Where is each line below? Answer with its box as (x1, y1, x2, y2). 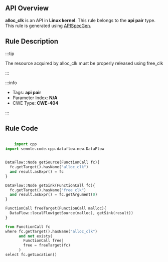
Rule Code (5, 124, 39, 133)
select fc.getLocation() (5, 252, 57, 257)
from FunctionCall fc (5, 224, 51, 229)
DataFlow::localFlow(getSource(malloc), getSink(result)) (10, 210, 134, 216)
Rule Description (5, 37, 59, 46)
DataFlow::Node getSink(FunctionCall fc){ (5, 183, 95, 188)
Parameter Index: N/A (12, 95, 58, 101)
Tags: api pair (12, 89, 42, 95)
